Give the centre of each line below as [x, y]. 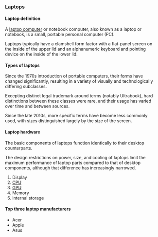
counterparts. [19, 148]
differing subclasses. [26, 87]
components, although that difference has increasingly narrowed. [70, 168]
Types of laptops [22, 65]
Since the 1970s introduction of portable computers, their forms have [74, 76]
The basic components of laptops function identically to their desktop [75, 143]
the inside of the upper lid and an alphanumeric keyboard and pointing [75, 49]
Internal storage [28, 198]
